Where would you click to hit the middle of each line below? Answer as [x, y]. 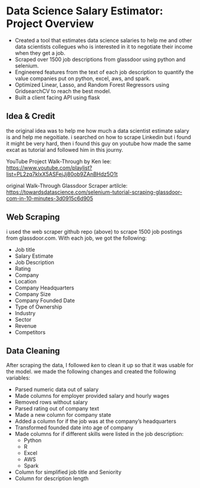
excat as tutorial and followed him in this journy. [65, 150]
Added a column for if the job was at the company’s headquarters [96, 421]
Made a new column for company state [63, 415]
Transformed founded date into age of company [74, 428]
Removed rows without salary [51, 402]
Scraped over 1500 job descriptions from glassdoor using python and [100, 59]
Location [26, 281]
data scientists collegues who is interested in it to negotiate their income [104, 47]
